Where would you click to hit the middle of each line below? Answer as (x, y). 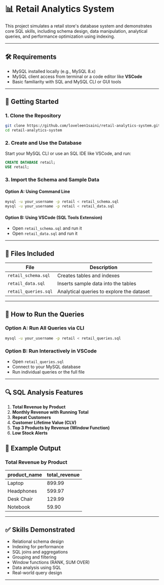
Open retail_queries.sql (38, 361)
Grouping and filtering (34, 557)
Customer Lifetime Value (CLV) (44, 422)
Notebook (19, 507)
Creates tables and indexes (89, 276)
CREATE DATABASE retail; (30, 163)
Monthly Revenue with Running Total (50, 412)
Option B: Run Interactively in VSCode (51, 351)
